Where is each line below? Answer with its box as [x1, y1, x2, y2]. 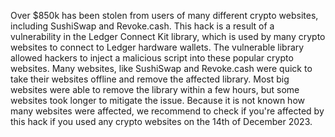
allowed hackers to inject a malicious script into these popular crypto [10, 52, 294, 64]
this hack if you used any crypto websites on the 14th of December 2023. [10, 116, 313, 127]
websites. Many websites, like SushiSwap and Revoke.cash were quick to [10, 63, 313, 74]
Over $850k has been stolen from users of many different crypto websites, [10, 10, 319, 21]
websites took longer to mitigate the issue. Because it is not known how [10, 95, 305, 106]
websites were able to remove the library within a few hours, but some [10, 84, 300, 95]
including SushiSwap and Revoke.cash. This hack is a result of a [10, 20, 275, 32]
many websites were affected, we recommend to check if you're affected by [10, 105, 325, 117]
